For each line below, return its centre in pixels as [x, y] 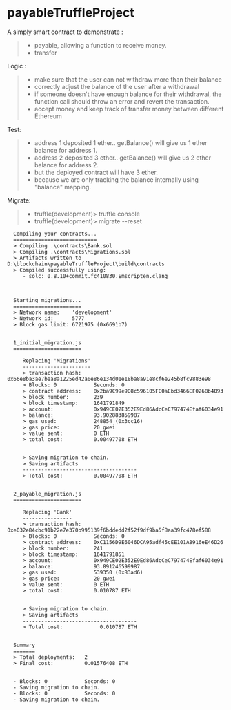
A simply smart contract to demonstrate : [66, 32]
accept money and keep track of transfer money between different [129, 109]
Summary [24, 645]
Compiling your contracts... [55, 234]
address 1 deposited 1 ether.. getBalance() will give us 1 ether [121, 142]
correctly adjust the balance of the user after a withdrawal [117, 86]
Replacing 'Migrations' [57, 361]
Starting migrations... [47, 300]
